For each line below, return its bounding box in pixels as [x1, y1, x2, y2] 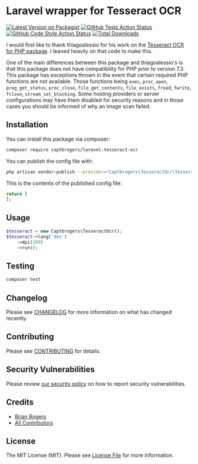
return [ [6, 191, 28, 197]
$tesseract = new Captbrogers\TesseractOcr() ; [6, 228, 123, 234]
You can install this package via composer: [6, 135, 110, 142]
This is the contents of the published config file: [6, 180, 122, 187]
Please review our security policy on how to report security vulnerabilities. [6, 380, 186, 387]
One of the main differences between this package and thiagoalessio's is [6, 59, 183, 66]
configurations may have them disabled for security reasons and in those [6, 96, 184, 104]
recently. [6, 315, 28, 322]
